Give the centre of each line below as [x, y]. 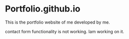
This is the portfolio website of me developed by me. [57, 22]
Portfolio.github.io [43, 9]
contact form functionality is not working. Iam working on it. [65, 31]
